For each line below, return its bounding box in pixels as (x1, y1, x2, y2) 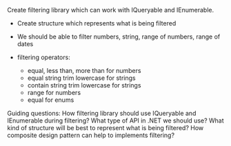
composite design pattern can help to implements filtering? (7, 131, 174, 139)
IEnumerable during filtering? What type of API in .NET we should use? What (7, 116, 224, 125)
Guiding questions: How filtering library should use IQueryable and (7, 109, 197, 117)
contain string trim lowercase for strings (27, 81, 141, 89)
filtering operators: (17, 53, 70, 61)
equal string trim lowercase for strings (27, 74, 136, 82)
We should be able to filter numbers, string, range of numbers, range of (17, 32, 221, 41)
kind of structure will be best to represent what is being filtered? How (7, 124, 204, 132)
